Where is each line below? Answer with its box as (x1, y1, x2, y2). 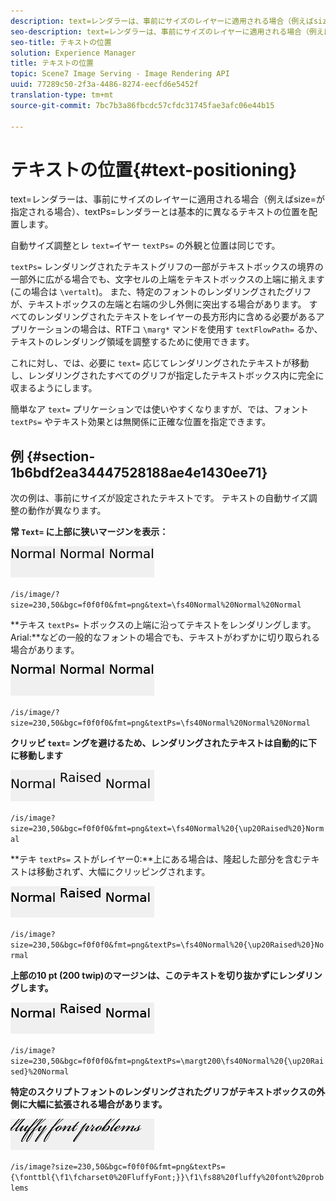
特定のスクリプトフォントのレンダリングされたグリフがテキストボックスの (10, 1086, 317, 1098)
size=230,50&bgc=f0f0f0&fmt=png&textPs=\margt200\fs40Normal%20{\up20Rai (10, 1056, 325, 1067)
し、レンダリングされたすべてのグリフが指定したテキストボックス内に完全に (10, 370, 325, 382)
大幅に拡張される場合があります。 (27, 1098, 168, 1110)
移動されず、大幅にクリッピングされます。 (36, 866, 211, 878)
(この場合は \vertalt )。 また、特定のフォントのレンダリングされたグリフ (10, 286, 312, 298)
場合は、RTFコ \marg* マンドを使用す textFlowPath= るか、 (79, 323, 323, 335)
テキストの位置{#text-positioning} (10, 158, 298, 181)
